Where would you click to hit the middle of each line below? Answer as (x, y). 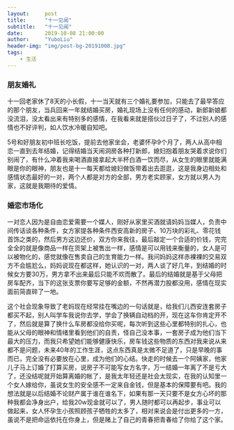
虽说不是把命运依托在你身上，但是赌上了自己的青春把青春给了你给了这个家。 (117, 420)
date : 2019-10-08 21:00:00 (56, 33)
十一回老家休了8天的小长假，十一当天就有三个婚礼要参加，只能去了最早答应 (116, 101)
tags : (15, 53)
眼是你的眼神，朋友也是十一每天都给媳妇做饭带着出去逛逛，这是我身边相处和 (117, 169)
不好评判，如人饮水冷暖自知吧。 (65, 128)
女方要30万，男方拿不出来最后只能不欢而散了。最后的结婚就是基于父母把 (118, 274)
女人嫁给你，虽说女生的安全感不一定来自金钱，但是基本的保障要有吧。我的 (120, 385)
